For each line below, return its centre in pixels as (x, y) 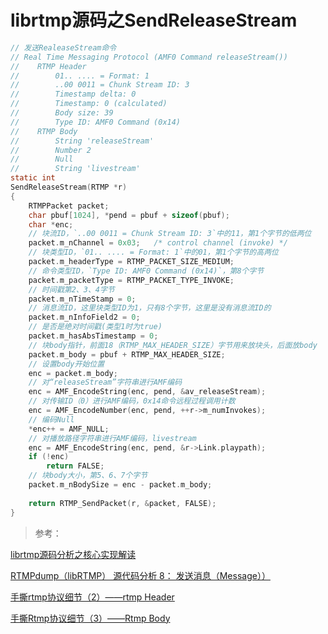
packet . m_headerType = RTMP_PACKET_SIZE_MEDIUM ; (131, 262)
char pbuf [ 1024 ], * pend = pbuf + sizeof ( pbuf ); (129, 215)
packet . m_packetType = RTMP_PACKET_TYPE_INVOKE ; (131, 280)
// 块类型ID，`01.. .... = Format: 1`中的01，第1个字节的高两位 (153, 252)
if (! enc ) (49, 457)
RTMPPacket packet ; (69, 206)
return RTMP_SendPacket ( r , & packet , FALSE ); (122, 503)
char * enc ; (51, 224)
